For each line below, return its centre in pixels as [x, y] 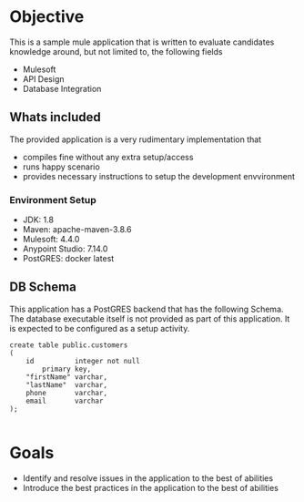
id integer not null [83, 361]
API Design [43, 78]
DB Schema [43, 287]
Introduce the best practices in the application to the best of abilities [151, 487]
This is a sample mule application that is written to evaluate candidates [142, 42]
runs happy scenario [61, 167]
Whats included [56, 117]
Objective [47, 17]
